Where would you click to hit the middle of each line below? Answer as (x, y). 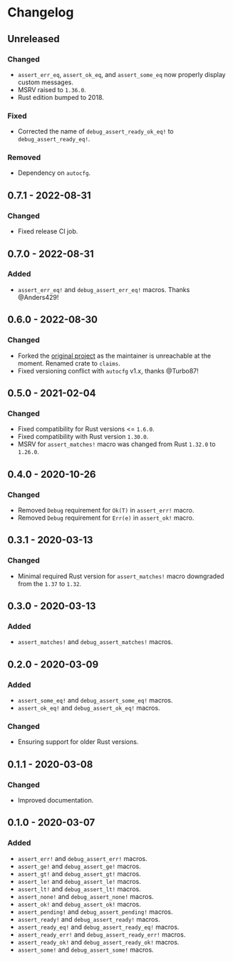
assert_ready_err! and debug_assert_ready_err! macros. (102, 934)
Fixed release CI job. (48, 231)
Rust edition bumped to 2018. (61, 97)
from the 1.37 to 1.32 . (50, 583)
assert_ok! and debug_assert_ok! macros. (79, 904)
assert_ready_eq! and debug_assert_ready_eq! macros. (98, 927)
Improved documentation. (56, 800)
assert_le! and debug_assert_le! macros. (79, 881)
